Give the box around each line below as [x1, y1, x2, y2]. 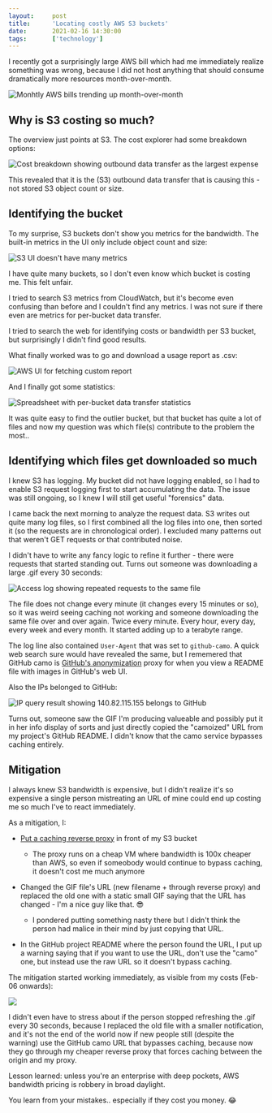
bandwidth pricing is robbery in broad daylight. [8, 1079, 166, 1089]
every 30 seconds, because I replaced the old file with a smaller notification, [8, 1020, 264, 1030]
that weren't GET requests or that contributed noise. [8, 534, 183, 544]
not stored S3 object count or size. [8, 183, 124, 193]
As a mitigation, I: [8, 817, 67, 827]
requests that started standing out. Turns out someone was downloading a [8, 559, 258, 568]
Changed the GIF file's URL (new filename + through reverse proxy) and [19, 882, 261, 891]
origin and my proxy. [8, 1055, 77, 1064]
